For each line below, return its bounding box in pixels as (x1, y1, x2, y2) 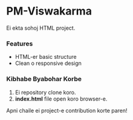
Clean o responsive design (15, 59, 82, 67)
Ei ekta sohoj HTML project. (6, 24, 76, 32)
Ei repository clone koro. (15, 88, 77, 96)
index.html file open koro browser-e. (15, 95, 108, 102)
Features (6, 39, 33, 48)
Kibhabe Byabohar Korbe (6, 75, 82, 83)
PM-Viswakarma (6, 4, 92, 18)
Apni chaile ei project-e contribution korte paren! (6, 107, 128, 114)
